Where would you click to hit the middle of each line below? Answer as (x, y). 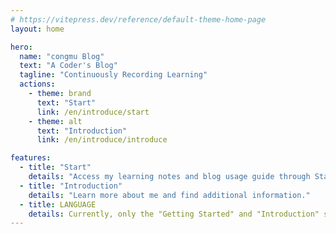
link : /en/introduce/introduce (102, 140)
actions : (37, 84)
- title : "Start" (55, 167)
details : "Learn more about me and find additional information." (169, 195)
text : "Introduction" (82, 131)
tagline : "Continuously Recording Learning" (113, 75)
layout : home (37, 29)
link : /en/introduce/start (93, 112)
